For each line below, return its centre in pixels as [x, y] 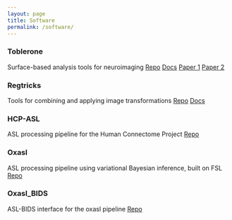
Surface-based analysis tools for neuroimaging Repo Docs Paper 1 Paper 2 [116, 67]
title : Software [31, 20]
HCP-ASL [24, 118]
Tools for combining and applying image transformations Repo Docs [106, 100]
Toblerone [25, 51]
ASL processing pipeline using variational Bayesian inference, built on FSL [115, 168]
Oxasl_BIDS [28, 193]
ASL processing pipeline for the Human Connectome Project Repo [103, 134]
